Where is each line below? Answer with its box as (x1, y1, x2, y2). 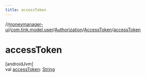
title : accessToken (5, 7, 47, 13)
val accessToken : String (5, 66, 55, 72)
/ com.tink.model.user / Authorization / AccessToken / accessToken (9, 26, 141, 33)
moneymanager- (8, 21, 43, 27)
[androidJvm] (5, 61, 34, 67)
